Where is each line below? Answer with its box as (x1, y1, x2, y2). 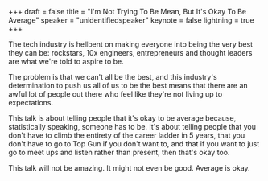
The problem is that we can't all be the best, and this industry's (8, 72, 217, 81)
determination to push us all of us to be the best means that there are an (8, 80, 248, 90)
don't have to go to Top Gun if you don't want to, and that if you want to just (8, 139, 260, 148)
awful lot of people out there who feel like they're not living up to (8, 89, 223, 99)
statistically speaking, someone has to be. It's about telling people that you (8, 122, 256, 131)
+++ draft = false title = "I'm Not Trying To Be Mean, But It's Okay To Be (8, 7, 247, 16)
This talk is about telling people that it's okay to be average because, (8, 113, 237, 123)
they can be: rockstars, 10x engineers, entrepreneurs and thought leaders (8, 48, 253, 57)
